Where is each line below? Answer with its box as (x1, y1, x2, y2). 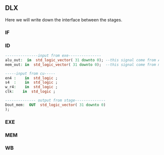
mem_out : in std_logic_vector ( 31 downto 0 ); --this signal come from (5, 62, 156, 67)
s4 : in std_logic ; (5, 80, 58, 85)
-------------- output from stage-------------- (5, 98, 106, 103)
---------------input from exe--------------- (5, 53, 102, 58)
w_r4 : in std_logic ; (5, 85, 58, 90)
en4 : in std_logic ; (5, 76, 58, 80)
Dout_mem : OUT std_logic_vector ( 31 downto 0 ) (5, 102, 106, 107)
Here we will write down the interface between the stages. (5, 17, 123, 22)
